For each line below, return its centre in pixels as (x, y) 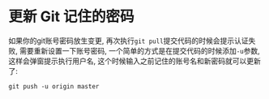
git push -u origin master (54, 86)
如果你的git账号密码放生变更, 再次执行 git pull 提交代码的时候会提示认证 (128, 41)
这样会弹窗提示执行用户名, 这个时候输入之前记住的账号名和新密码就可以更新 (134, 61)
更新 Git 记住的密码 (72, 17)
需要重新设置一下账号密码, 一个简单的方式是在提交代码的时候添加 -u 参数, (140, 50)
